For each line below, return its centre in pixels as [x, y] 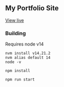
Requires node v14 [24, 44]
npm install [18, 71]
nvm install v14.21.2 [28, 53]
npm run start [20, 79]
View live [15, 20]
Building [16, 33]
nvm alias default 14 [28, 58]
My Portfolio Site [32, 8]
